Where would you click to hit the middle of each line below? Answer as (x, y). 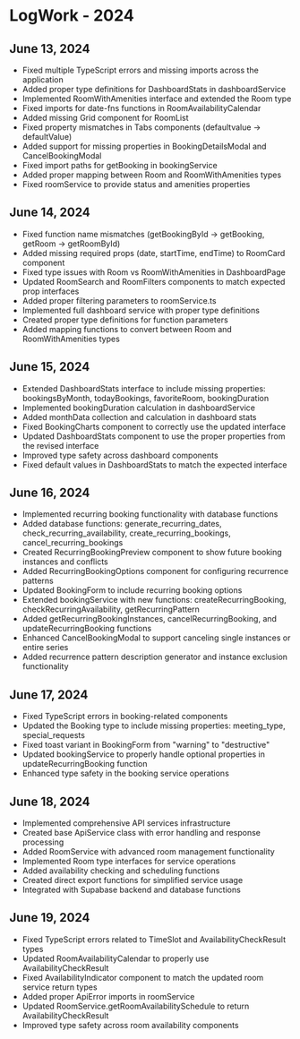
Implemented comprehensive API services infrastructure (126, 823)
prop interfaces (51, 291)
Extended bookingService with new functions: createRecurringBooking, (154, 600)
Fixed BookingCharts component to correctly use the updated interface (154, 426)
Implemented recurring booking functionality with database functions (150, 514)
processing (43, 842)
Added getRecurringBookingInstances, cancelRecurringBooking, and (150, 619)
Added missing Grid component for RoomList (105, 118)
